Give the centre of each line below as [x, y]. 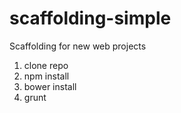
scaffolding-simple [90, 18]
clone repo [46, 65]
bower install [50, 86]
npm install [46, 76]
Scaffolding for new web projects [78, 46]
